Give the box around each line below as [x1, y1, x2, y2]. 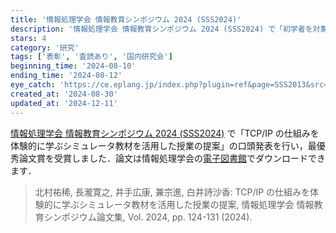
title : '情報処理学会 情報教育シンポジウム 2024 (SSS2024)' [10, 14, 242, 25]
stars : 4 [10, 33, 47, 43]
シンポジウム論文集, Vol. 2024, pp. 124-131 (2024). [43, 211, 253, 223]
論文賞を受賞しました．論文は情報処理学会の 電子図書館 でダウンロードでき [18, 152, 326, 164]
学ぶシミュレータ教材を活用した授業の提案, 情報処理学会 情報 [61, 198, 315, 210]
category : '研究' [10, 42, 80, 53]
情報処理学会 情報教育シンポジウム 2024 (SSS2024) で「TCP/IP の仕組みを [10, 127, 320, 139]
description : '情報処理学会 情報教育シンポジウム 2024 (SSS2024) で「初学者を [10, 24, 313, 34]
